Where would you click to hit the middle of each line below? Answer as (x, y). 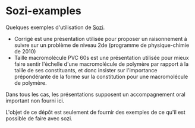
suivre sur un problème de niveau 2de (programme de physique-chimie (102, 45)
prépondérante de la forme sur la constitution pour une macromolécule (101, 76)
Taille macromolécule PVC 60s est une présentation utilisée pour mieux (101, 57)
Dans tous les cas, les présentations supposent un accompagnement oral (95, 94)
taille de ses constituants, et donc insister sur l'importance (86, 70)
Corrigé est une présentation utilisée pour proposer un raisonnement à (101, 39)
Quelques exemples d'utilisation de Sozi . (55, 27)
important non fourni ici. (35, 100)
